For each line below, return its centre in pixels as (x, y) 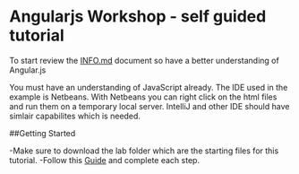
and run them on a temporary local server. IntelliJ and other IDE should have (149, 106)
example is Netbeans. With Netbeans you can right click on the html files (143, 97)
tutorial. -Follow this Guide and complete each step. (104, 160)
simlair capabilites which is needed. (75, 116)
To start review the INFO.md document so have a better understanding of (144, 60)
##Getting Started (43, 133)
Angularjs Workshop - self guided (138, 17)
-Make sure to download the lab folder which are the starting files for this (144, 151)
